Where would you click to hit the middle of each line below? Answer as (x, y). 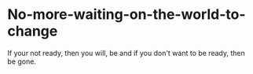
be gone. (22, 61)
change (33, 31)
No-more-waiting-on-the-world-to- (126, 15)
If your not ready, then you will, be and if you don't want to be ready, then (126, 53)
